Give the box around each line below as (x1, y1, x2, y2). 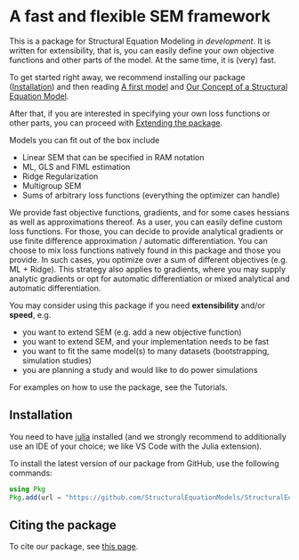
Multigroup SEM (21, 180, 82, 191)
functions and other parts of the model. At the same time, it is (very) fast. (9, 54, 277, 65)
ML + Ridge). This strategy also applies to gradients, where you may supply (9, 264, 287, 274)
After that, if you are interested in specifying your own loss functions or (9, 108, 271, 118)
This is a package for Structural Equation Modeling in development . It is (9, 36, 271, 46)
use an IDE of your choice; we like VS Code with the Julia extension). (9, 441, 263, 451)
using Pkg (9, 484, 46, 493)
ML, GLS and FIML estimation (21, 161, 131, 172)
